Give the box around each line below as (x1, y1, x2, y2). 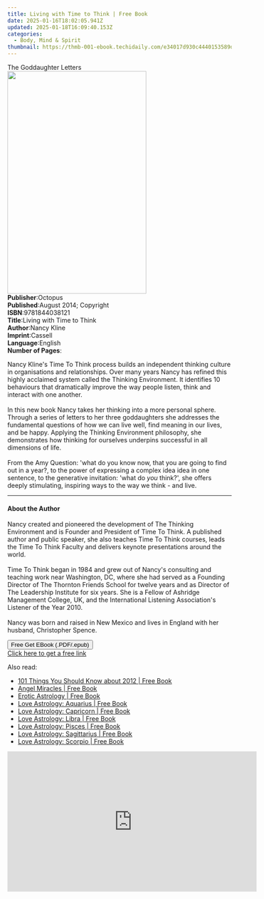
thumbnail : (7, 43, 40, 51)
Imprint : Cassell (7, 331, 53, 339)
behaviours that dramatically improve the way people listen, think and (7, 383, 211, 391)
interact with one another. (7, 390, 83, 399)
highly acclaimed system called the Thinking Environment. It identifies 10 (7, 375, 221, 383)
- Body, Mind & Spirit (14, 37, 81, 44)
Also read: (7, 663, 38, 672)
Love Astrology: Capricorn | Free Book (17, 707, 130, 716)
